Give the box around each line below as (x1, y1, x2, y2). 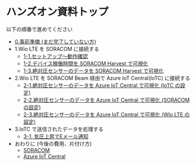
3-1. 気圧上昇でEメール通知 (23, 132, 89, 140)
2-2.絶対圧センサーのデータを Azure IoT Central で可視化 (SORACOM (23, 96, 190, 103)
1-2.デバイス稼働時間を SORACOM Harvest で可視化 (23, 59, 149, 67)
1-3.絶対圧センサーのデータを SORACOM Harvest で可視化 (23, 67, 164, 74)
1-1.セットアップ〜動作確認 (23, 52, 88, 59)
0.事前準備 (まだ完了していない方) (14, 38, 97, 45)
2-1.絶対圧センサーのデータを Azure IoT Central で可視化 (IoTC (23, 82, 174, 89)
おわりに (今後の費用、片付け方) (14, 140, 92, 147)
